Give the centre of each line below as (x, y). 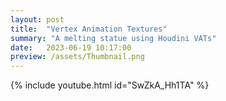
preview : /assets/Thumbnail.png (77, 57)
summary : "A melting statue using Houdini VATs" (113, 38)
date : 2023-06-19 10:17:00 (71, 47)
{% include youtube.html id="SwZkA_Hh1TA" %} (110, 85)
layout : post (37, 19)
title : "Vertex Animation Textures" (89, 29)
